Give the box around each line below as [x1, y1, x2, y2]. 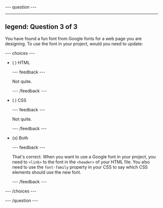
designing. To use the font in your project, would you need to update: [5, 41, 143, 47]
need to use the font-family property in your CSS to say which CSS [12, 164, 148, 170]
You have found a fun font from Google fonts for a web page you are [5, 35, 142, 41]
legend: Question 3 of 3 [5, 23, 78, 31]
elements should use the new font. [12, 169, 81, 175]
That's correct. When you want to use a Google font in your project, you [12, 154, 156, 159]
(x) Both [12, 135, 29, 140]
